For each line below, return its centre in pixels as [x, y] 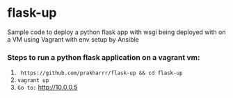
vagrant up [33, 81]
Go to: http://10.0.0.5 [47, 88]
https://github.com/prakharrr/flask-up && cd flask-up [102, 73]
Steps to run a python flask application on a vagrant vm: [104, 57]
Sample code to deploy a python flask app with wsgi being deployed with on [116, 32]
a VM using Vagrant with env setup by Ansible [73, 39]
